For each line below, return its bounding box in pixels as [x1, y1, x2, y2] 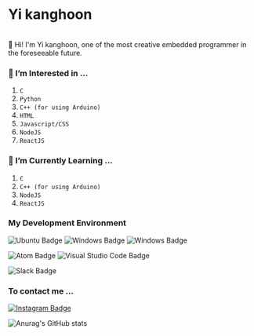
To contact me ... [8, 285, 74, 296]
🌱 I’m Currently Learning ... [8, 155, 114, 166]
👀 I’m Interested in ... [8, 68, 89, 79]
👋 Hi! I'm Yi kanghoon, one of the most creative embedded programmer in [8, 39, 247, 49]
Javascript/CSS [19, 120, 70, 129]
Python [19, 96, 42, 104]
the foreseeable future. [8, 48, 82, 57]
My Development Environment [8, 217, 127, 228]
